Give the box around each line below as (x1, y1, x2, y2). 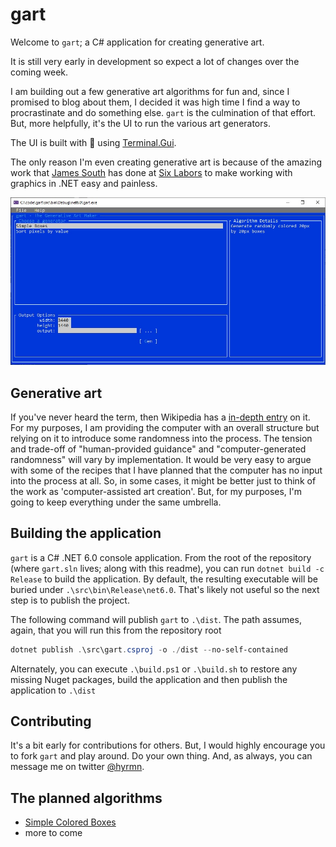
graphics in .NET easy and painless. (10, 177, 158, 189)
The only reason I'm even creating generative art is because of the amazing (10, 156, 323, 168)
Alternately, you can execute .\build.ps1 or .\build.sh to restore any (10, 663, 298, 675)
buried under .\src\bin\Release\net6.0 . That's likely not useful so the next (10, 583, 320, 595)
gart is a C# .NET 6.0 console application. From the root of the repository (10, 551, 312, 563)
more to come (24, 827, 83, 839)
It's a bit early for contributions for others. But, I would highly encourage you (10, 739, 326, 752)
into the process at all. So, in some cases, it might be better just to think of (10, 474, 317, 487)
